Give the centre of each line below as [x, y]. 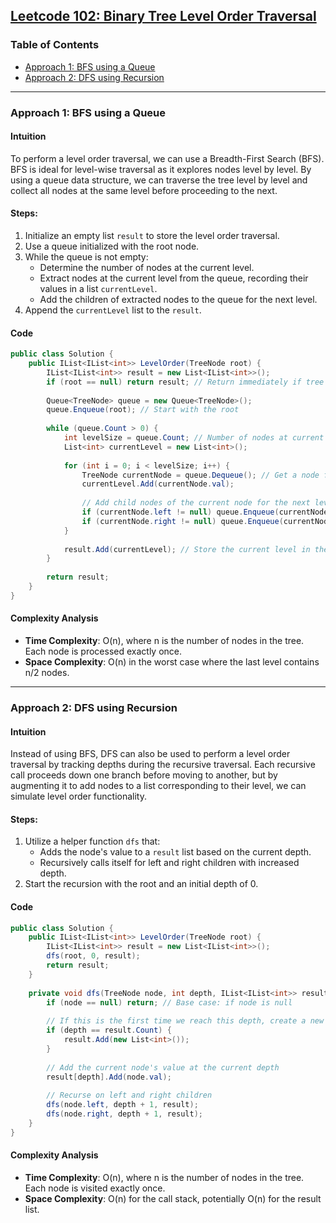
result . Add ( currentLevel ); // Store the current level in [187, 549]
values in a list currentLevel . [98, 289]
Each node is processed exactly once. [103, 651]
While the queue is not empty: [86, 257]
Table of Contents [55, 45]
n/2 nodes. [47, 673]
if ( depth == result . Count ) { [109, 1030]
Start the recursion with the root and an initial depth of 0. [141, 884]
